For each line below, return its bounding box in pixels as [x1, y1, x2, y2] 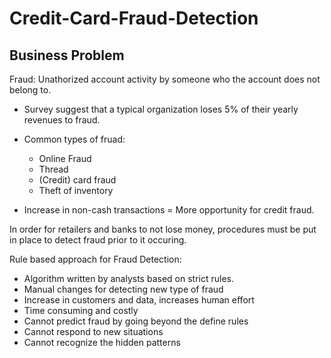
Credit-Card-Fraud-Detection [9, 7, 259, 30]
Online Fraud [38, 153, 92, 164]
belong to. [9, 84, 52, 96]
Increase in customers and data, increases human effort [23, 294, 255, 306]
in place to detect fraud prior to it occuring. [9, 234, 187, 246]
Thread [38, 163, 69, 175]
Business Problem [9, 47, 125, 64]
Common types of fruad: [23, 133, 126, 145]
